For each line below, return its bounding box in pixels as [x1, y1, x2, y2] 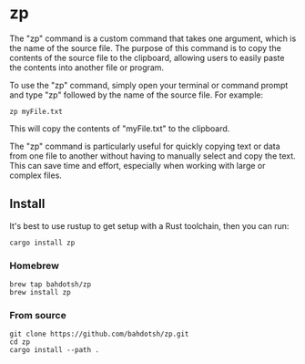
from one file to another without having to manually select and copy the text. [9, 150, 296, 161]
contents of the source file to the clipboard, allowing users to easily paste [9, 52, 285, 63]
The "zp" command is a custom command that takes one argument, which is [9, 33, 297, 44]
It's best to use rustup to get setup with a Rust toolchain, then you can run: [9, 220, 290, 231]
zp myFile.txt [9, 107, 64, 116]
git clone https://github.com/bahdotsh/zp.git [9, 329, 189, 339]
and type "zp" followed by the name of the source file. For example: [9, 89, 264, 100]
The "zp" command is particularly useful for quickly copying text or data [9, 140, 280, 151]
